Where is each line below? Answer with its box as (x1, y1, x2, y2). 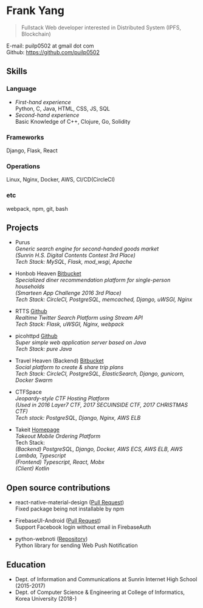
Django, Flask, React (6, 147, 58, 154)
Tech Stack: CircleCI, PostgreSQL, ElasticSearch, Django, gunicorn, (15, 370, 185, 378)
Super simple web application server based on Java (15, 339, 146, 346)
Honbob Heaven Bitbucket (15, 270, 81, 277)
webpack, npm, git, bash (6, 205, 69, 212)
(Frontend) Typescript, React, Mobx (15, 458, 105, 466)
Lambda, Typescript (15, 452, 66, 459)
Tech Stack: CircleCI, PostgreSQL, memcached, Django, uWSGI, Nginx (15, 296, 193, 303)
